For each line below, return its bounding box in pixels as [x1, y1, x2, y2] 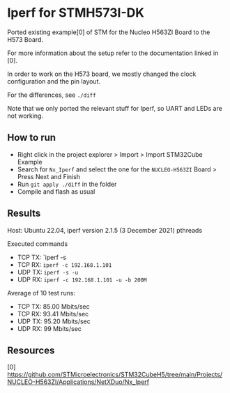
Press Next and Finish [17, 172, 81, 180]
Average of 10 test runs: [7, 288, 76, 297]
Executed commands [7, 239, 68, 248]
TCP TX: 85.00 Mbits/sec [17, 302, 90, 311]
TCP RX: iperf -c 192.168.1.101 [17, 260, 112, 269]
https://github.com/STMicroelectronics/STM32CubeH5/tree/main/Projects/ [7, 371, 223, 379]
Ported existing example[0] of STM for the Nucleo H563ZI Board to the [7, 28, 210, 36]
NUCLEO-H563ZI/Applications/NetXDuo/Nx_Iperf [7, 378, 150, 386]
